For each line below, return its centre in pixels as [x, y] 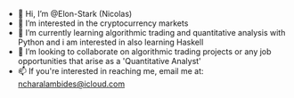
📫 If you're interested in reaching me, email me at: [110, 71]
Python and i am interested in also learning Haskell [110, 42]
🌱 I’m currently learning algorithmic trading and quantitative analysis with [151, 33]
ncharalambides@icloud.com [71, 84]
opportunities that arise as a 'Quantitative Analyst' [110, 61]
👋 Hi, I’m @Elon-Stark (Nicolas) [75, 14]
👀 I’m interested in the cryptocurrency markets [103, 23]
